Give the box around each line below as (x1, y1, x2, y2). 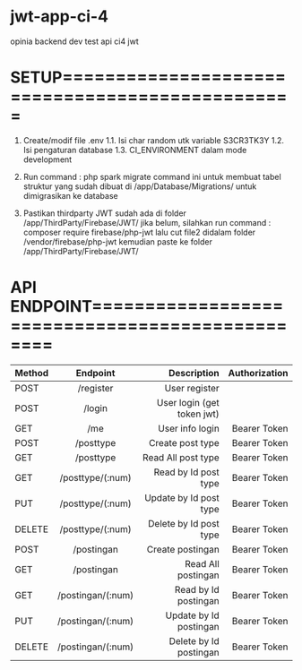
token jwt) (177, 408, 220, 420)
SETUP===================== (10, 67, 286, 88)
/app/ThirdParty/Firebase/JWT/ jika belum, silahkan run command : (22, 217, 272, 228)
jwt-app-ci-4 (10, 6, 109, 27)
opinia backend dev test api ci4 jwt (10, 36, 140, 47)
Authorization (228, 366, 289, 379)
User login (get (156, 396, 220, 408)
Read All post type (142, 451, 220, 463)
